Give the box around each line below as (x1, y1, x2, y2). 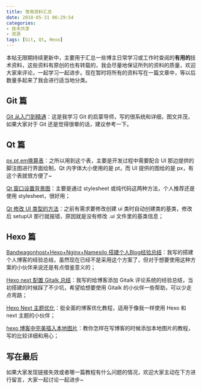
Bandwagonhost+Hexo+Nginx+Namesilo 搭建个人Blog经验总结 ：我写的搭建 (6, 249, 194, 256)
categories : (6, 20, 36, 26)
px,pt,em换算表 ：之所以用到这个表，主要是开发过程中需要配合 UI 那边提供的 (6, 157, 194, 164)
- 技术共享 (6, 25, 30, 32)
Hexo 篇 (6, 232, 36, 242)
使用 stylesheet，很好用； (6, 192, 71, 199)
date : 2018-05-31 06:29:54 (6, 14, 74, 20)
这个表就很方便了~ (6, 172, 52, 179)
